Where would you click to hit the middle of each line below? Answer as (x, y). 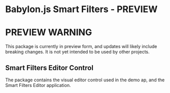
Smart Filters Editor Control (49, 67)
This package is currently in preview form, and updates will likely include (81, 46)
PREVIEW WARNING (49, 33)
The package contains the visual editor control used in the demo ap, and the (85, 80)
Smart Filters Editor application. (38, 85)
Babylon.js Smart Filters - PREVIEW (81, 9)
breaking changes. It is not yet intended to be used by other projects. (77, 52)
